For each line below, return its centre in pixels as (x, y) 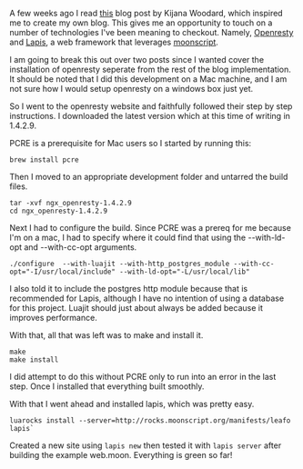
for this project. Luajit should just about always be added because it (136, 308)
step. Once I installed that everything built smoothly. (107, 386)
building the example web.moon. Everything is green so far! (121, 455)
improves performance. (53, 318)
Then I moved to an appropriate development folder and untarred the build (149, 177)
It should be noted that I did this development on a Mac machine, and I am (148, 79)
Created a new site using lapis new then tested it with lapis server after (146, 445)
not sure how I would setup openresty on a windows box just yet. (131, 89)
